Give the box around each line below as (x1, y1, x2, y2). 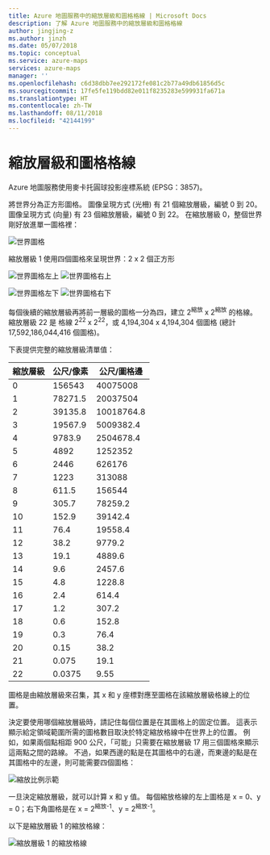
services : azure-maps (8, 65, 81, 73)
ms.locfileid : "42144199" (8, 117, 95, 125)
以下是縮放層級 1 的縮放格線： (8, 820, 107, 831)
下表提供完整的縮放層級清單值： (8, 344, 114, 355)
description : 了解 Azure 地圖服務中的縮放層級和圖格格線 (8, 19, 183, 27)
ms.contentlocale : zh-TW (8, 102, 92, 110)
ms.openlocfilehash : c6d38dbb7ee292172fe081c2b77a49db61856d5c (8, 79, 226, 87)
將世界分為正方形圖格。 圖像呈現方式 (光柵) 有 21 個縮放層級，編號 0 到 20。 (8, 199, 262, 209)
